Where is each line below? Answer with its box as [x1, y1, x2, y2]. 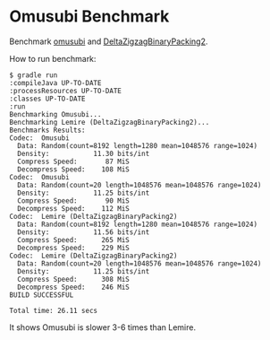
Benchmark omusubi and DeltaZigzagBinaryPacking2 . [9, 36, 208, 47]
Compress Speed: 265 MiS [17, 235, 130, 244]
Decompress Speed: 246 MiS [17, 283, 130, 292]
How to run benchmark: [9, 53, 97, 64]
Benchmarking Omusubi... [9, 109, 102, 118]
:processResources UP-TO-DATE [9, 86, 122, 95]
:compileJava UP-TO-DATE [9, 78, 102, 87]
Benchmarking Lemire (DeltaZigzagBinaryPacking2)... [9, 118, 210, 126]
